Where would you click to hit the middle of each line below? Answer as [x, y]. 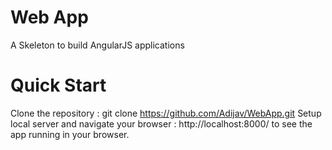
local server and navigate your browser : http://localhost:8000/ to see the [161, 123]
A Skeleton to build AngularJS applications [97, 45]
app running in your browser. [70, 134]
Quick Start [58, 85]
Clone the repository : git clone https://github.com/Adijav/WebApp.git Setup [166, 113]
